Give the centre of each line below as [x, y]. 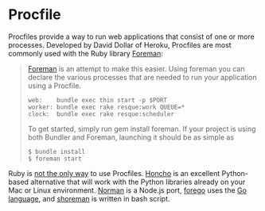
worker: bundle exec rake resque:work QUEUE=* [106, 107]
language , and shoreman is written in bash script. [89, 198]
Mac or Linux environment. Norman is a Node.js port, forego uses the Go [127, 190]
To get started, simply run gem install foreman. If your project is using [142, 129]
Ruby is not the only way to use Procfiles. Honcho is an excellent [114, 173]
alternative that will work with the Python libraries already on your [138, 182]
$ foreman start [55, 159]
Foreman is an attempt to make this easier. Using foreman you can [136, 68]
